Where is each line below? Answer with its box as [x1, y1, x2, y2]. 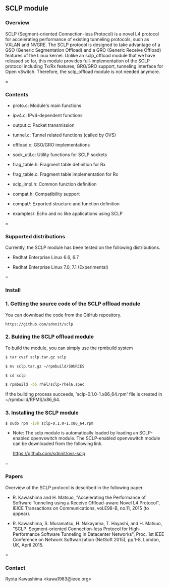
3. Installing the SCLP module [5, 409, 79, 416]
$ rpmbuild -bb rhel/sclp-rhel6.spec [5, 382, 85, 387]
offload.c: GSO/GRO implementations [12, 141, 90, 148]
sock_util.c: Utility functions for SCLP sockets [12, 152, 107, 158]
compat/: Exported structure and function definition [12, 200, 120, 207]
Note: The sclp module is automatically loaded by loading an [12, 430, 139, 436]
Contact [5, 564, 26, 571]
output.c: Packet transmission [12, 122, 75, 128]
